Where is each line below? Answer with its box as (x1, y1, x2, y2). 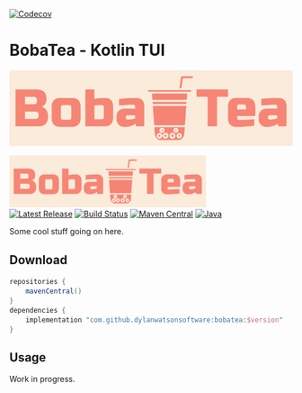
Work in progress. (9, 374, 75, 385)
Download (9, 252, 67, 268)
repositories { (9, 278, 67, 287)
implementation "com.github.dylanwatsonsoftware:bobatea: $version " (25, 315, 283, 324)
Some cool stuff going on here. (9, 226, 124, 237)
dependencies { (9, 306, 67, 315)
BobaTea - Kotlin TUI (9, 41, 165, 60)
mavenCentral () (25, 287, 83, 297)
